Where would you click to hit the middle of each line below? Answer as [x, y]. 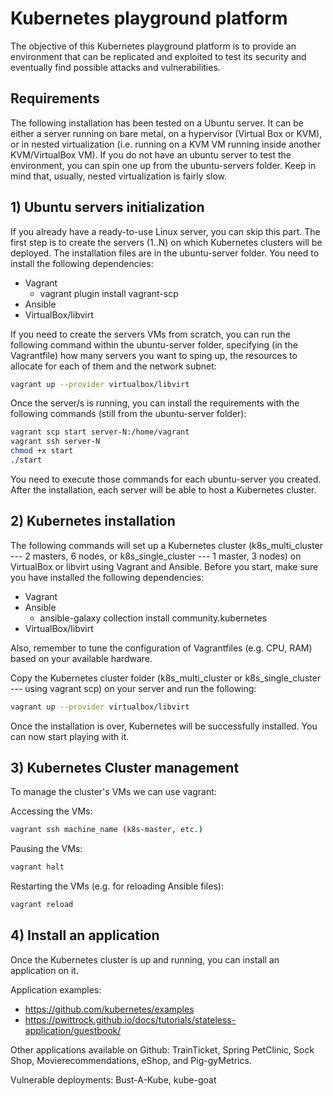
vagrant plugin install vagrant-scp [109, 293]
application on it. [44, 970]
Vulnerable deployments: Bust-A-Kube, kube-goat [113, 1079]
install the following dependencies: [82, 263]
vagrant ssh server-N [55, 442]
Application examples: [56, 989]
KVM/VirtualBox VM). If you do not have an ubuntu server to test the [151, 154]
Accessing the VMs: [51, 811]
